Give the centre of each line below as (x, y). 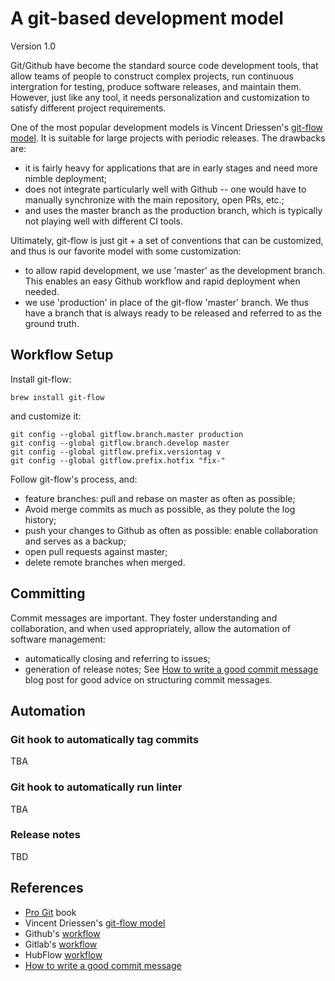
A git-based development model (147, 18)
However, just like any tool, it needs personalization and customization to (160, 97)
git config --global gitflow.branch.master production (127, 434)
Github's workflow (62, 933)
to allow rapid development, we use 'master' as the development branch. (175, 270)
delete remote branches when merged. (105, 562)
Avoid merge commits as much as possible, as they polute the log (160, 509)
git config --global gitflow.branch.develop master (120, 443)
